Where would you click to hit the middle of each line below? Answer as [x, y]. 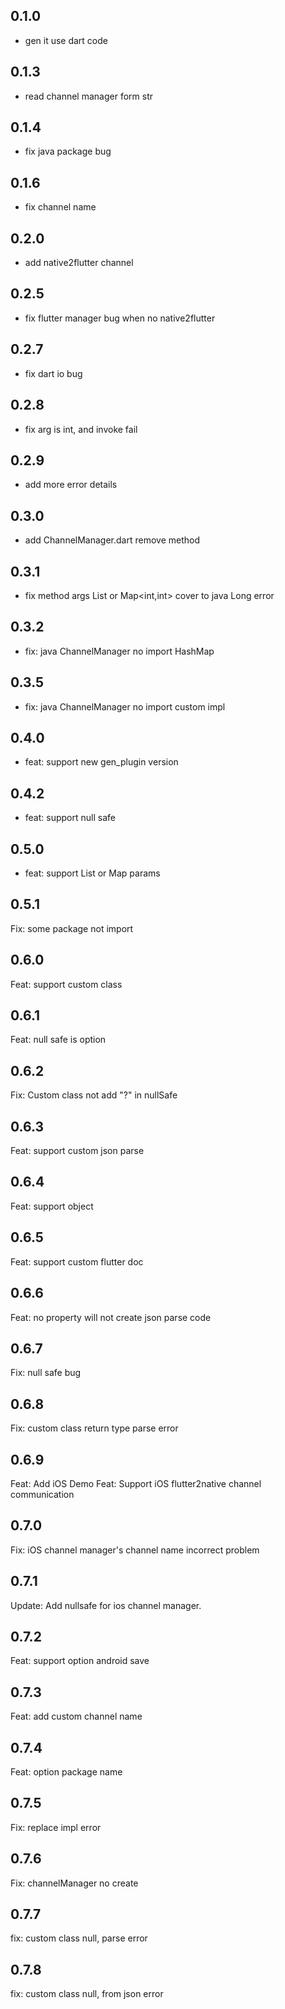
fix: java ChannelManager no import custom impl [125, 706]
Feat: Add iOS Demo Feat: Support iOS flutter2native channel [136, 1483]
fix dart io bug [53, 373]
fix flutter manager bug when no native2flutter [120, 318]
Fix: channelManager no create [74, 1883]
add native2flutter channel [79, 263]
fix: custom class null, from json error [87, 1994]
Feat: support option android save [80, 1661]
